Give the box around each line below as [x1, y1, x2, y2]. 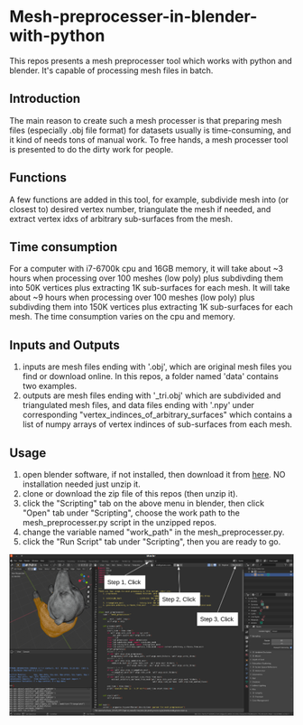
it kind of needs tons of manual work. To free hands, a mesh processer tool [9, 134, 289, 145]
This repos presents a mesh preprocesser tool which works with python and [9, 55, 292, 66]
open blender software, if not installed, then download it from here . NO [22, 469, 286, 479]
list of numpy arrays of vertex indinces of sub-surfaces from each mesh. [22, 419, 293, 430]
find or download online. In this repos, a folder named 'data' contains [22, 371, 280, 382]
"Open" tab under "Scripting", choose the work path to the [22, 507, 241, 518]
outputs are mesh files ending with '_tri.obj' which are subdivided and [22, 390, 281, 401]
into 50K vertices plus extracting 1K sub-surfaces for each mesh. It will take [9, 283, 290, 293]
